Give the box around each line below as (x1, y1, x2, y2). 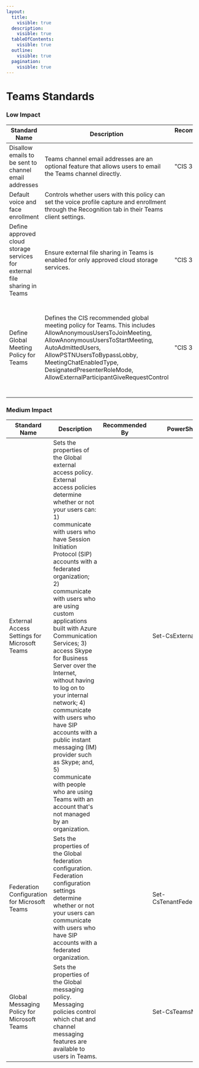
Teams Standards (6, 90, 95, 103)
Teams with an (53, 795, 94, 804)
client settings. (44, 212, 86, 220)
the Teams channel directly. (44, 169, 121, 178)
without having (53, 676, 95, 685)
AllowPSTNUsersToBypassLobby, (44, 351, 139, 359)
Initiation (53, 543, 77, 551)
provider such (53, 751, 92, 759)
